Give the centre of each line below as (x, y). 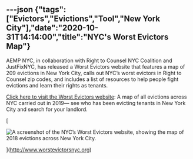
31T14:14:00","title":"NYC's (59, 37)
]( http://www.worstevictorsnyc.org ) (49, 150)
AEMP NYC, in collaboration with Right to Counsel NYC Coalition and (89, 60)
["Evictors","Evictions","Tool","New (74, 19)
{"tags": (50, 10)
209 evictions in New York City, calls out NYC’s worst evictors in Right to (94, 73)
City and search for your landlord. (47, 109)
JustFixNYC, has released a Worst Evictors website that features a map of (96, 66)
